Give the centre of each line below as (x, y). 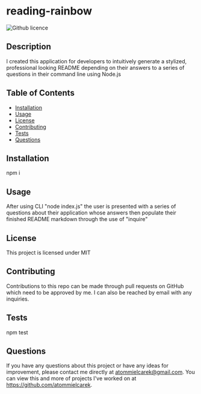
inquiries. (18, 299)
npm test (17, 332)
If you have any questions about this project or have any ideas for (87, 366)
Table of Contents (41, 93)
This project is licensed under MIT (49, 252)
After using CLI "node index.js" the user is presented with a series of (91, 207)
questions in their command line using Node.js (64, 74)
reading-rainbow (49, 11)
